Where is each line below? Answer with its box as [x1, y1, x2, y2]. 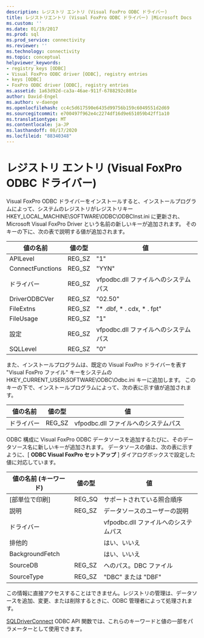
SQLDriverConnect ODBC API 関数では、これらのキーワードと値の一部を [6, 617, 188, 625]
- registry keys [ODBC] [6, 65, 67, 72]
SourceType [9, 572, 44, 580]
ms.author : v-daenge [6, 99, 59, 105]
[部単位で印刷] [9, 495, 51, 504]
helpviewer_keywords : [6, 59, 61, 66]
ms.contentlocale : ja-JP [6, 122, 69, 128]
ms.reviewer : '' [6, 43, 47, 49]
